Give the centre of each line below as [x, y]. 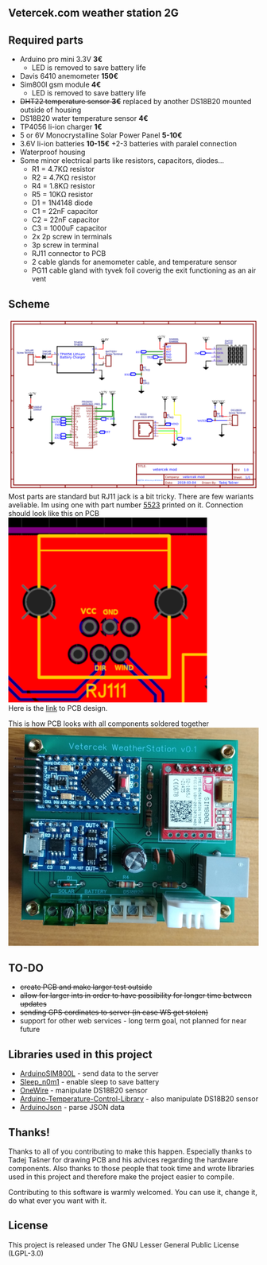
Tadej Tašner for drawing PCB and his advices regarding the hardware [123, 1160]
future [30, 1030]
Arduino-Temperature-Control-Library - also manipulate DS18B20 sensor [139, 1099]
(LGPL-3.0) [26, 1253]
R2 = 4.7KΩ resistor [64, 177]
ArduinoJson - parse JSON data [72, 1108]
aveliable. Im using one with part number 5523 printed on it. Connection [126, 505]
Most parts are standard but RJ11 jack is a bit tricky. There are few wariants [131, 496]
